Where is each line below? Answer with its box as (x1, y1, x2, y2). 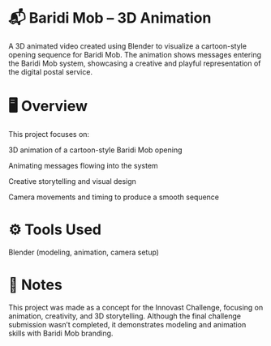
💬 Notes (8, 276, 62, 294)
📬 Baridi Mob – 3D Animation (8, 9, 212, 28)
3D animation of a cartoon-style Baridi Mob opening (8, 145, 183, 155)
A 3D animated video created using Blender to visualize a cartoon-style (8, 41, 247, 51)
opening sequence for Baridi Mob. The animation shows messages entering (8, 49, 262, 59)
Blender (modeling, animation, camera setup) (8, 247, 160, 257)
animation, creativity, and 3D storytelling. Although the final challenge (8, 311, 242, 321)
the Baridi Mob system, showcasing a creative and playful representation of (8, 58, 261, 68)
